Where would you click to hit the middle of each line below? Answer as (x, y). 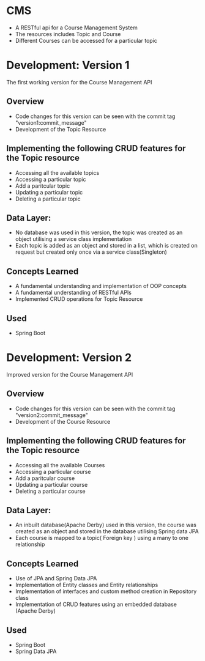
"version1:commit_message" (51, 122)
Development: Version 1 (68, 65)
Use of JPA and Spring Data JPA (56, 578)
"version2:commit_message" (52, 415)
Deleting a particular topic (48, 199)
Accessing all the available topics (57, 172)
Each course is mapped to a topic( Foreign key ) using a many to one (102, 538)
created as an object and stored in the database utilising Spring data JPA (107, 531)
